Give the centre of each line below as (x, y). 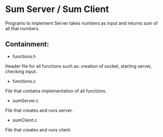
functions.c (24, 81)
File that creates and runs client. (38, 129)
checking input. (21, 71)
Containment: (27, 44)
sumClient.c (25, 120)
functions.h (24, 56)
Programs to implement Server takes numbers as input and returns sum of (82, 23)
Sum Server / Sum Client (57, 9)
